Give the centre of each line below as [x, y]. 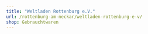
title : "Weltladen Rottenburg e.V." [51, 11]
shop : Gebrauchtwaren [32, 22]
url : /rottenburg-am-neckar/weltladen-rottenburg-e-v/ [74, 17]
